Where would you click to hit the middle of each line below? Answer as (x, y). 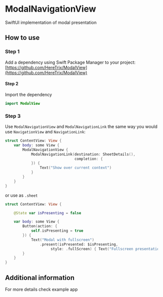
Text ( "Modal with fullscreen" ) (63, 240)
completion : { (89, 159)
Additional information (40, 278)
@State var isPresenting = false (48, 213)
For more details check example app (41, 289)
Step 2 (12, 84)
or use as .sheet (21, 195)
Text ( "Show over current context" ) (75, 168)
